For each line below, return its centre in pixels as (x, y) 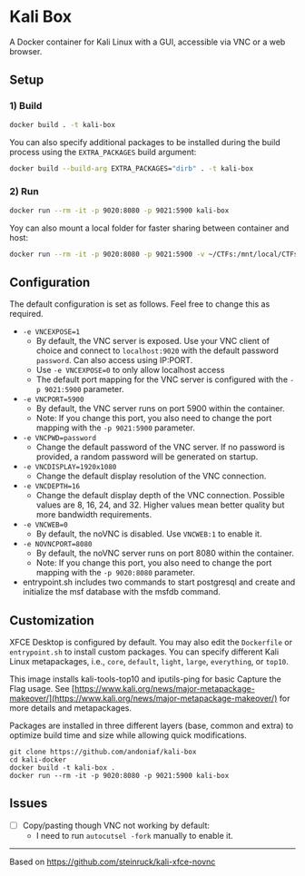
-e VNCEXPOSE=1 (51, 332)
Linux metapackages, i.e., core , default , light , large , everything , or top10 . (149, 662)
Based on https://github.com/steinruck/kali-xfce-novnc (113, 861)
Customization (52, 620)
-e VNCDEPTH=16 (51, 487)
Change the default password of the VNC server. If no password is (161, 448)
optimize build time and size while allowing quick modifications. (128, 735)
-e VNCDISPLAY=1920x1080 (69, 468)
